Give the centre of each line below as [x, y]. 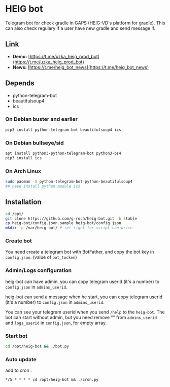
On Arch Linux [23, 171]
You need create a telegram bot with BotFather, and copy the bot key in [80, 252]
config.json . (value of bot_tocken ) [41, 257]
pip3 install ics [24, 158]
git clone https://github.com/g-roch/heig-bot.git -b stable [71, 219]
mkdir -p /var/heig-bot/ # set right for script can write [69, 228]
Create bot [19, 241]
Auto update [21, 359]
